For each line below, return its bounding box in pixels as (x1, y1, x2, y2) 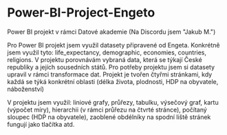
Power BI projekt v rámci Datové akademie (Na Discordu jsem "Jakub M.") (7, 28, 216, 36)
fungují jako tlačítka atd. (7, 120, 75, 128)
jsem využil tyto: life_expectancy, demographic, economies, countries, (7, 48, 207, 56)
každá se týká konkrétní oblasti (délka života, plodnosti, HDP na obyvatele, (7, 77, 219, 85)
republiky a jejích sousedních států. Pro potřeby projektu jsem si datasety (7, 63, 215, 71)
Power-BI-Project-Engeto (7, 5, 155, 21)
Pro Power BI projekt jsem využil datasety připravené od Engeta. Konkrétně (7, 41, 220, 49)
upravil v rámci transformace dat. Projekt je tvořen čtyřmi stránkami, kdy (7, 70, 213, 79)
